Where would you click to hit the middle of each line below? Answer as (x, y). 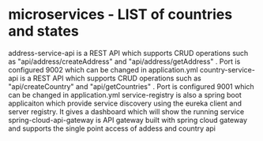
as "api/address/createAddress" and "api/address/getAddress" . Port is (124, 61)
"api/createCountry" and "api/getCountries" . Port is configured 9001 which (131, 86)
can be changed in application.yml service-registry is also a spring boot (125, 95)
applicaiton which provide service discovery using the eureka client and (125, 103)
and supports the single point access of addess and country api (112, 128)
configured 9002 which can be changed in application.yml (103, 69)
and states (43, 31)
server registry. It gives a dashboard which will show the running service (126, 111)
